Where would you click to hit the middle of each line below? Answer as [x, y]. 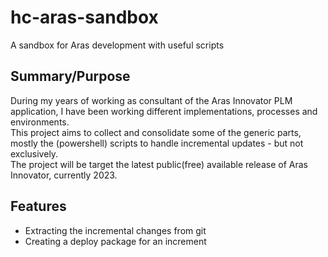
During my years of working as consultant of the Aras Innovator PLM [151, 100]
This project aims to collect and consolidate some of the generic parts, [156, 132]
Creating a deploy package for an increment [115, 241]
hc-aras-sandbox [84, 17]
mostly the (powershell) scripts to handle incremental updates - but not [157, 143]
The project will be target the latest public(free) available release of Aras [159, 164]
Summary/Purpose [70, 76]
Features [38, 206]
